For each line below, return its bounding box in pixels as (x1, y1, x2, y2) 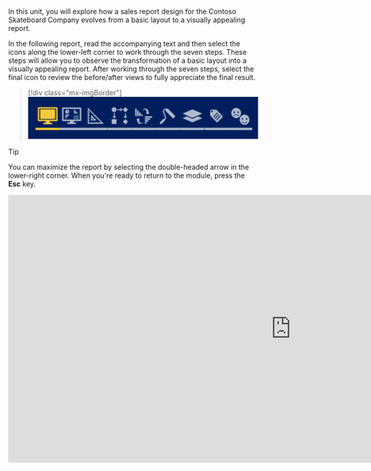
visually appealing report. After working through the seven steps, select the (8, 64, 254, 74)
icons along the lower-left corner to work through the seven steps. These (8, 48, 247, 56)
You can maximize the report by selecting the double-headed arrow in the (8, 162, 250, 171)
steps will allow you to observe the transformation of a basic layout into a (8, 56, 247, 65)
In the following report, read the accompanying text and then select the (8, 39, 240, 48)
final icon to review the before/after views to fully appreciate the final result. (8, 73, 256, 82)
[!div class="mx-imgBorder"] (27, 88, 123, 98)
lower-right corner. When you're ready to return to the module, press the (8, 170, 246, 180)
